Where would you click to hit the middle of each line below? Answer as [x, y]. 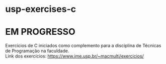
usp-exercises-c [41, 9]
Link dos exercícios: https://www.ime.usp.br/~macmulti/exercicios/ [75, 56]
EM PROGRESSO [40, 32]
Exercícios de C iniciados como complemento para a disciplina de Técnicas [83, 46]
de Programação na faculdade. [37, 51]
